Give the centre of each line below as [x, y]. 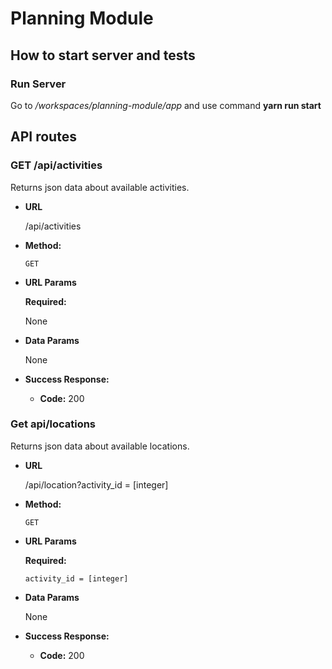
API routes [43, 137]
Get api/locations [53, 424]
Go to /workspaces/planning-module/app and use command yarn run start [166, 105]
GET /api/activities [56, 165]
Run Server [38, 84]
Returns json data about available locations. [100, 446]
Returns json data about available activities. [100, 187]
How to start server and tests [103, 55]
